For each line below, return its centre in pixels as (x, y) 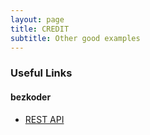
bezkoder (31, 97)
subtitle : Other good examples (75, 38)
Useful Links (41, 73)
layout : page (37, 19)
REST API (44, 119)
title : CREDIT (40, 29)
